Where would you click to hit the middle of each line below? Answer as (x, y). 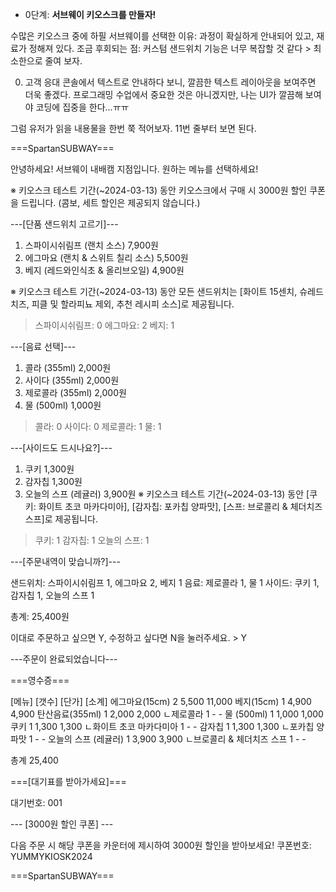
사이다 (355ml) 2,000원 (72, 380)
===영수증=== (40, 680)
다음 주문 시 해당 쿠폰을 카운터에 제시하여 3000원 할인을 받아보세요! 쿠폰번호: (161, 845)
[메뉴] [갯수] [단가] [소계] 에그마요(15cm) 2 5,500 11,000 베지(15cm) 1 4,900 (161, 701)
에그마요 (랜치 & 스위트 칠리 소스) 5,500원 (106, 257)
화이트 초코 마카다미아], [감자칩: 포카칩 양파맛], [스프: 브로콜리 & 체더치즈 (180, 506)
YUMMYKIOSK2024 (51, 856)
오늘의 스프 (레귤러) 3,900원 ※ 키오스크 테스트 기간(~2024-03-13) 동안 (164, 494)
